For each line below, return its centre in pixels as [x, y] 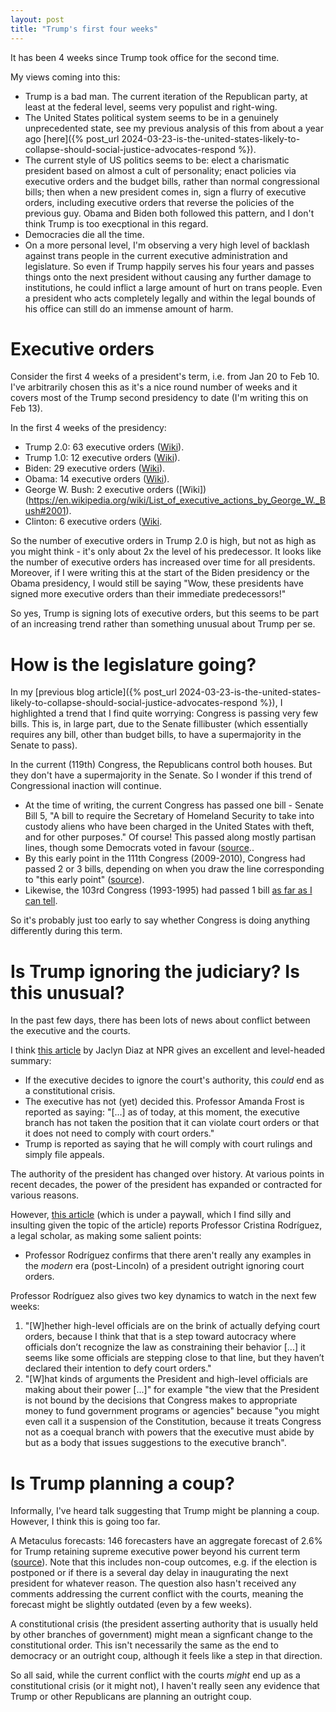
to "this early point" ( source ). [84, 880]
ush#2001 [45, 511]
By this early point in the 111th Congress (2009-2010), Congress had [165, 858]
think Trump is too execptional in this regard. [116, 223]
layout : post [37, 19]
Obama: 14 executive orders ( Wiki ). [97, 479]
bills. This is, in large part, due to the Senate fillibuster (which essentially [159, 724]
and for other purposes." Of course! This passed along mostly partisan [170, 837]
